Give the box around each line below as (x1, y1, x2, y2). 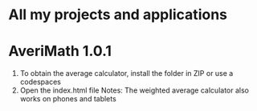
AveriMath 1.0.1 (8, 42, 112, 61)
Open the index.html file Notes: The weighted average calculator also (19, 85, 249, 95)
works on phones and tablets (19, 94, 116, 104)
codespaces (19, 77, 62, 87)
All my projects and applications (8, 6, 227, 24)
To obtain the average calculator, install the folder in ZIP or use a (19, 69, 234, 78)
